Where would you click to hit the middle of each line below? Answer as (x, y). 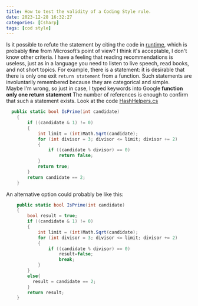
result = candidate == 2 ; (64, 281)
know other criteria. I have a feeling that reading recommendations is (90, 57)
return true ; (53, 167)
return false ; (76, 156)
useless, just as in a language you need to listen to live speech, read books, (98, 64)
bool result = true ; (52, 216)
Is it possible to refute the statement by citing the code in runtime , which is (97, 45)
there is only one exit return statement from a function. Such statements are (99, 76)
